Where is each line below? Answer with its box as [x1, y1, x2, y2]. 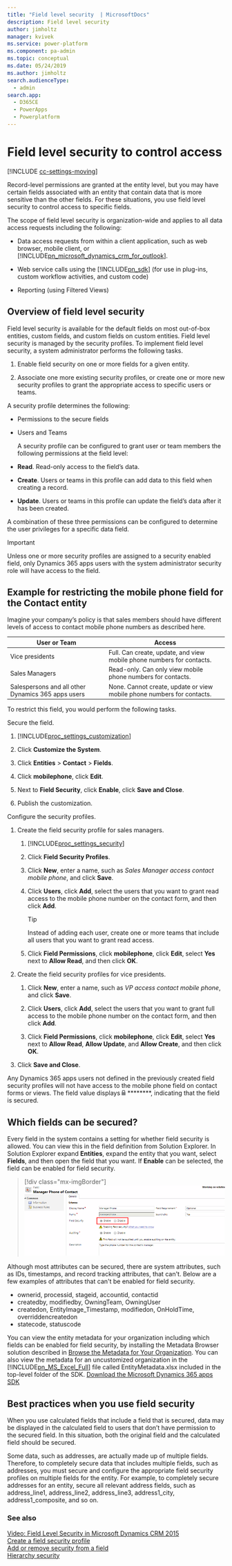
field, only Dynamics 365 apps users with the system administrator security [7, 558, 222, 568]
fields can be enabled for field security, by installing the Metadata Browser [7, 1341, 219, 1349]
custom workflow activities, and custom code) [17, 272, 149, 281]
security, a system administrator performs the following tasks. [7, 346, 184, 355]
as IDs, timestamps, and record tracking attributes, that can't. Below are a [7, 1270, 217, 1278]
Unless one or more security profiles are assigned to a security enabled [7, 552, 211, 560]
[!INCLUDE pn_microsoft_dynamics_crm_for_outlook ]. [17, 252, 168, 260]
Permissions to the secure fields [17, 414, 109, 423]
